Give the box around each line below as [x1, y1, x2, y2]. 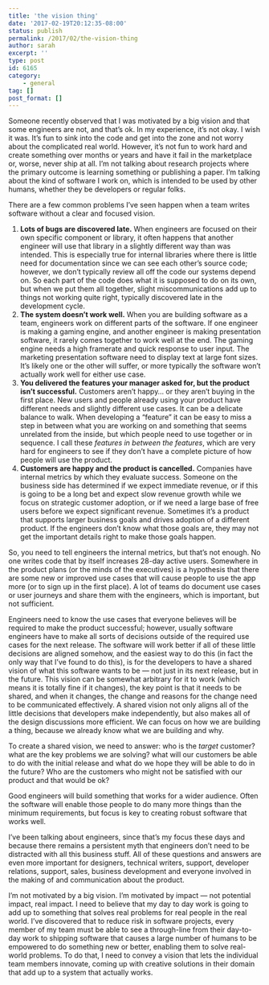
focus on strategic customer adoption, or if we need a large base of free [19, 498, 259, 508]
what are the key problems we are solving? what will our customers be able [8, 750, 258, 760]
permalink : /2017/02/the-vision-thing [8, 34, 138, 43]
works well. [8, 817, 47, 826]
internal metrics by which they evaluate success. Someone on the [19, 472, 238, 482]
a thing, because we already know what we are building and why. [8, 726, 225, 736]
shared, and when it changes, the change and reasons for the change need [8, 691, 258, 701]
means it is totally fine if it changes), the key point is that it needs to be [8, 683, 243, 693]
